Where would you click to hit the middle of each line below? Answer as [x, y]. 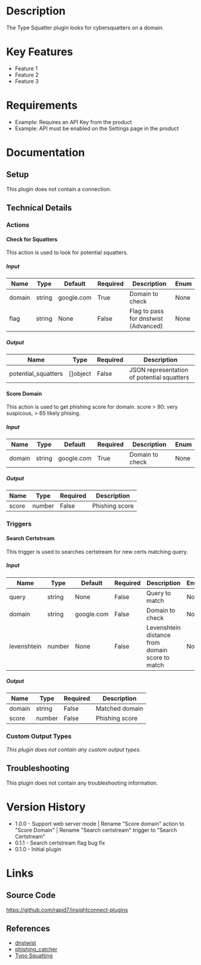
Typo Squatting [33, 956]
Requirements [42, 105]
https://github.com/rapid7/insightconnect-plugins [67, 910]
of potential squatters [159, 378]
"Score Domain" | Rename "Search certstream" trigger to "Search [96, 830]
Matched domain [119, 708]
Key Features [40, 52]
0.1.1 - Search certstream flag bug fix [60, 843]
